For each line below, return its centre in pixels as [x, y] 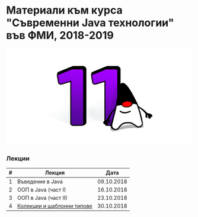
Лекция [55, 173]
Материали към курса [64, 10]
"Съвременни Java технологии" [90, 23]
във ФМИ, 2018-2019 [60, 35]
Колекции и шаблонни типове [55, 206]
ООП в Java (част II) [43, 198]
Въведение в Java [40, 182]
